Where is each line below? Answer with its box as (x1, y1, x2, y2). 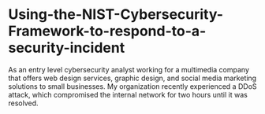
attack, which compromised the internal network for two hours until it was (8, 90, 248, 99)
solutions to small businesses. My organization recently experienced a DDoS (8, 81, 258, 91)
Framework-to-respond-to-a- (8, 22, 207, 40)
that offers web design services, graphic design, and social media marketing (8, 73, 257, 83)
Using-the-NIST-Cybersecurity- (8, 6, 223, 24)
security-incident (8, 39, 125, 57)
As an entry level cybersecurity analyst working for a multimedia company (8, 64, 250, 74)
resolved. (8, 98, 39, 108)
